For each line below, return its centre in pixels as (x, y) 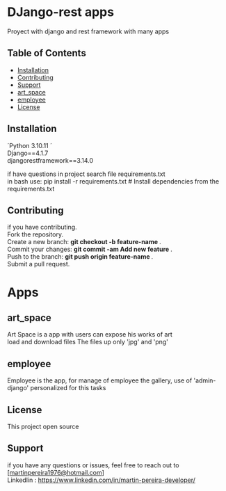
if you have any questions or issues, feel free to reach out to (93, 465)
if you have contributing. (42, 227)
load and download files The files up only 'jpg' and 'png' (88, 342)
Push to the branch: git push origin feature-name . (80, 257)
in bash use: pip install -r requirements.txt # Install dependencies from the (113, 181)
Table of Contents (47, 53)
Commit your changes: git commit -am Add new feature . (90, 249)
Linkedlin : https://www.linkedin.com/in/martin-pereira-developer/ (102, 480)
